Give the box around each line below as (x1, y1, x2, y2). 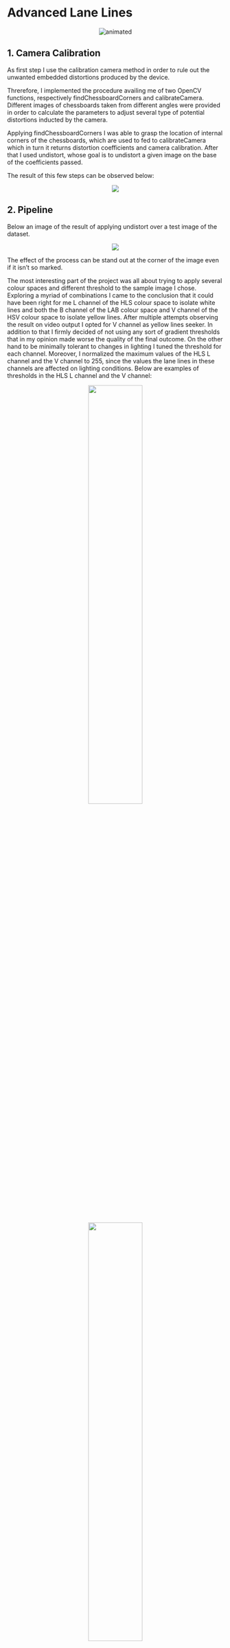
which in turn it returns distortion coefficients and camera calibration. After (7, 143, 218, 152)
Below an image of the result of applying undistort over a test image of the (7, 222, 218, 231)
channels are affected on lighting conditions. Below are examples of (7, 364, 199, 372)
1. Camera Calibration (7, 47, 101, 59)
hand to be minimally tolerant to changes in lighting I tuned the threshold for (7, 342, 222, 350)
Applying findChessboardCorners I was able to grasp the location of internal (7, 128, 223, 137)
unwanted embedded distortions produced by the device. (7, 73, 170, 81)
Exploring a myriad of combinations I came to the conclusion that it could (7, 291, 214, 300)
